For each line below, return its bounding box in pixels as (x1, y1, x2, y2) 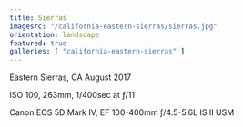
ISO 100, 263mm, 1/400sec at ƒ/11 (9, 90, 135, 101)
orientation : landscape (9, 30, 100, 39)
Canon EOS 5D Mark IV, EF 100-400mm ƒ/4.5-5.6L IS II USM (9, 107, 235, 118)
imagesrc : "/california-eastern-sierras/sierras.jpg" (9, 22, 218, 31)
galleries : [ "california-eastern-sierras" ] (9, 47, 185, 56)
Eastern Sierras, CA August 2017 (9, 72, 132, 83)
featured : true (9, 38, 67, 48)
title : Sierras (9, 13, 67, 23)
